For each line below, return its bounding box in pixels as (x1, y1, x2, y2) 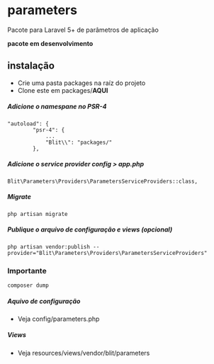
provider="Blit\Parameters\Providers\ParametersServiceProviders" (7, 249, 208, 256)
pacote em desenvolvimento (7, 39, 94, 47)
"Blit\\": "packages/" (45, 139, 113, 146)
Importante (7, 266, 47, 275)
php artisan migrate (7, 210, 69, 217)
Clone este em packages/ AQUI (17, 86, 108, 94)
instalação (7, 59, 55, 72)
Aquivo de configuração (7, 297, 81, 305)
